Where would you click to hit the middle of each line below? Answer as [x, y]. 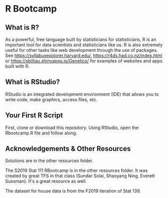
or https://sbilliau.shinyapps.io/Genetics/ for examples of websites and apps [84, 61]
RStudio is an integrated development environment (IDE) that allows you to [82, 94]
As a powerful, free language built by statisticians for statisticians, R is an [81, 39]
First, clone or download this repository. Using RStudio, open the [72, 127]
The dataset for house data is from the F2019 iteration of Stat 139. [73, 191]
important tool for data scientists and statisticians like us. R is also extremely [84, 45]
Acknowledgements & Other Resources [68, 149]
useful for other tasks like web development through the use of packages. [81, 50]
